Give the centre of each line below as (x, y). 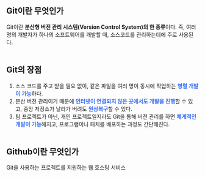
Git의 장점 (24, 70)
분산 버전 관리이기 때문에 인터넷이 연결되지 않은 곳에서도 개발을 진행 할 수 (101, 101)
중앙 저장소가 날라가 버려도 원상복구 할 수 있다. (78, 108)
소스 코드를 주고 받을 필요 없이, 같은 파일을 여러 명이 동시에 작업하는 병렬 (101, 86)
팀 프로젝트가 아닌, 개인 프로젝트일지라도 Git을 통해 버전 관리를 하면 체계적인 (106, 116)
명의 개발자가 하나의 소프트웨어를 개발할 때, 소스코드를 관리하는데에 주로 (92, 34)
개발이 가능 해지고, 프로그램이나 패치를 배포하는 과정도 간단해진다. (92, 124)
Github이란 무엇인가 (43, 152)
